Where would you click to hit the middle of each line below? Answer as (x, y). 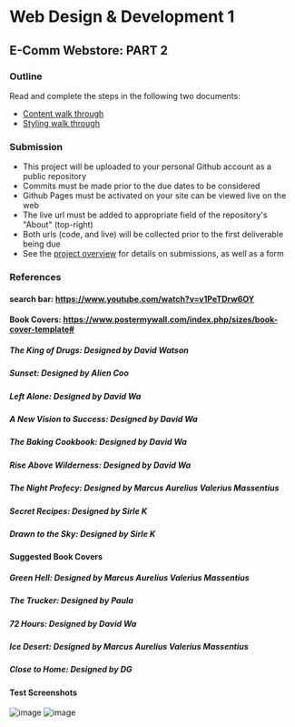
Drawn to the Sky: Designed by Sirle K (83, 533)
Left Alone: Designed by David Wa (75, 396)
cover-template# (42, 329)
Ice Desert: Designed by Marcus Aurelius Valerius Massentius (129, 646)
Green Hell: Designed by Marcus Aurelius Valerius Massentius (129, 577)
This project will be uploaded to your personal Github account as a (147, 167)
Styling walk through (61, 123)
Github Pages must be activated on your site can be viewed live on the (154, 196)
